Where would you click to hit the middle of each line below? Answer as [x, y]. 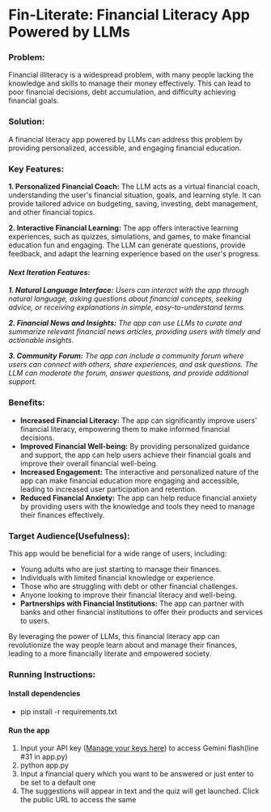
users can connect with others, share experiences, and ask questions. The [133, 365]
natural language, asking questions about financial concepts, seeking [125, 299]
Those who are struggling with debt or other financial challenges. [129, 586]
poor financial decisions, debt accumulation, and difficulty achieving [122, 92]
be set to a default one [57, 783]
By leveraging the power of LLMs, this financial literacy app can [114, 636]
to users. [35, 620]
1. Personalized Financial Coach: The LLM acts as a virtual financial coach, [134, 187]
